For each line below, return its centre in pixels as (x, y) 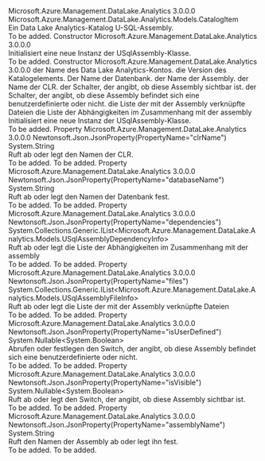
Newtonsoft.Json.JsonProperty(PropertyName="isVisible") (105, 382)
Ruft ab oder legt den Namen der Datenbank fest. (89, 197)
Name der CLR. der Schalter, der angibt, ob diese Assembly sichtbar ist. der (132, 87)
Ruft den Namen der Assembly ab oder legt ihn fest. (94, 442)
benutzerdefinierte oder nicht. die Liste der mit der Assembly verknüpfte (127, 104)
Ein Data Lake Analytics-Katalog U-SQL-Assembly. (91, 28)
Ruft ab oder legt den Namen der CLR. (71, 154)
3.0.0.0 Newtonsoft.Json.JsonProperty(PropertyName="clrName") (117, 138)
